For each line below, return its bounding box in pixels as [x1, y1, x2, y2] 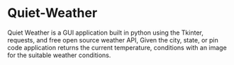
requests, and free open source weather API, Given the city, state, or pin [7, 35, 218, 44]
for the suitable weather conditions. [7, 51, 111, 59]
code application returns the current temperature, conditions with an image [7, 43, 227, 52]
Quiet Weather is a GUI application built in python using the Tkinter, [7, 28, 204, 37]
